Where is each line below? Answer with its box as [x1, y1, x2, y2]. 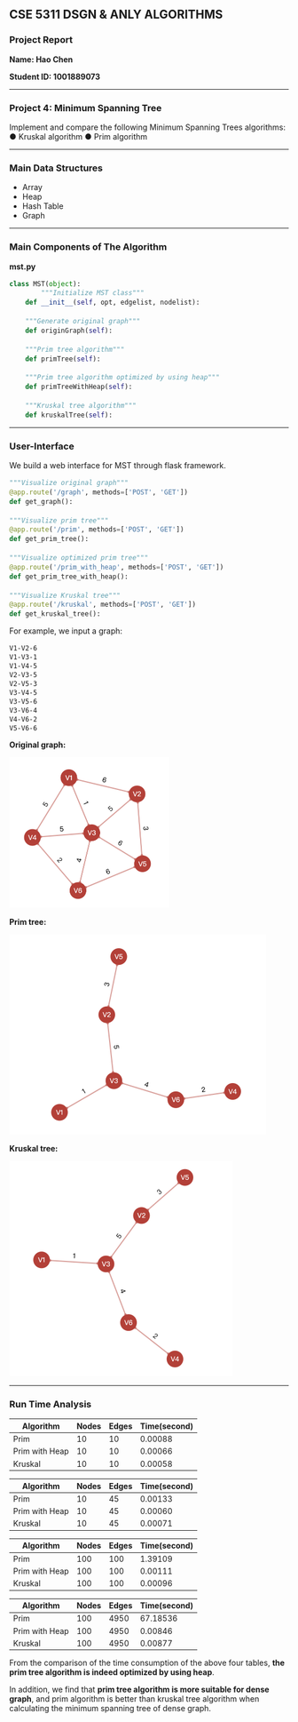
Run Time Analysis [9, 1399, 91, 1411]
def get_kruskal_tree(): [9, 610, 101, 618]
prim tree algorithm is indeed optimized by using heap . [9, 1667, 215, 1678]
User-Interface [9, 440, 74, 452]
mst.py [9, 261, 36, 272]
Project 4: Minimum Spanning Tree [9, 101, 162, 114]
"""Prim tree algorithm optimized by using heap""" [25, 373, 220, 382]
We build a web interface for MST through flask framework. [9, 460, 226, 470]
